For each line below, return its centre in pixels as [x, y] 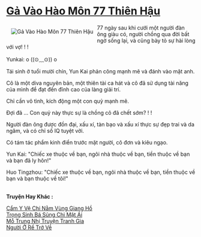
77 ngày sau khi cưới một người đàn [141, 28]
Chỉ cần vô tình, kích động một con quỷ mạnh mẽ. [68, 101]
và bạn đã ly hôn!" [29, 160]
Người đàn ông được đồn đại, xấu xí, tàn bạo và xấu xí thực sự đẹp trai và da [100, 124]
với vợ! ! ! [17, 47]
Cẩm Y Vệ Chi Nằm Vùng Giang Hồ [49, 208]
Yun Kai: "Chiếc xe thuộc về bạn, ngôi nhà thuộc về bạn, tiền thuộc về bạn [98, 154]
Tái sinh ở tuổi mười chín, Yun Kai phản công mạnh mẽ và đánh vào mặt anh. [100, 71]
